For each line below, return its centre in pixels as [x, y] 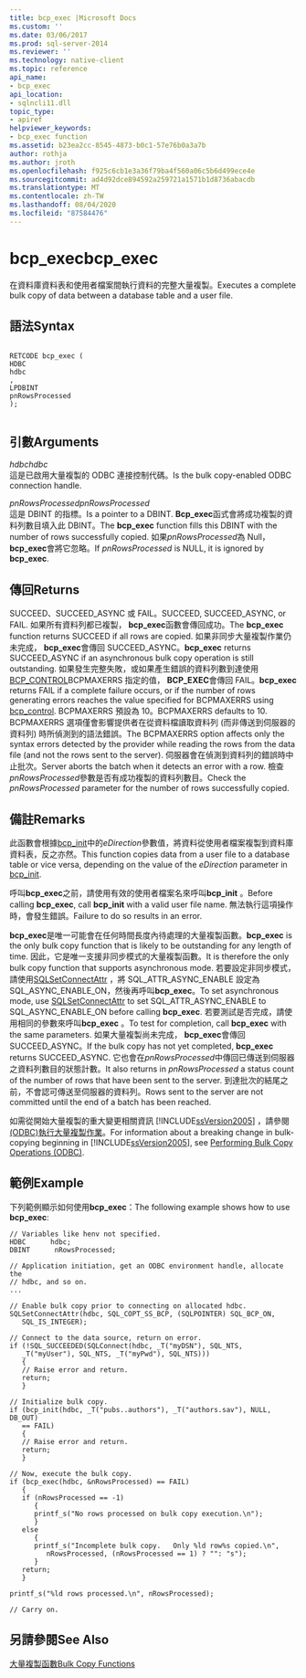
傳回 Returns [45, 590]
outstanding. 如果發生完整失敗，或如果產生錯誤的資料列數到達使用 [134, 669]
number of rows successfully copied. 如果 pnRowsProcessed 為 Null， [140, 537]
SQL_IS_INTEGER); [55, 1322]
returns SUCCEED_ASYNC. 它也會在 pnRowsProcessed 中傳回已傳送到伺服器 [152, 1057]
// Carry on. [34, 1609]
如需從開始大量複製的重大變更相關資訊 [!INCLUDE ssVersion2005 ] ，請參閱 [149, 1121]
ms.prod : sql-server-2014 [58, 43]
